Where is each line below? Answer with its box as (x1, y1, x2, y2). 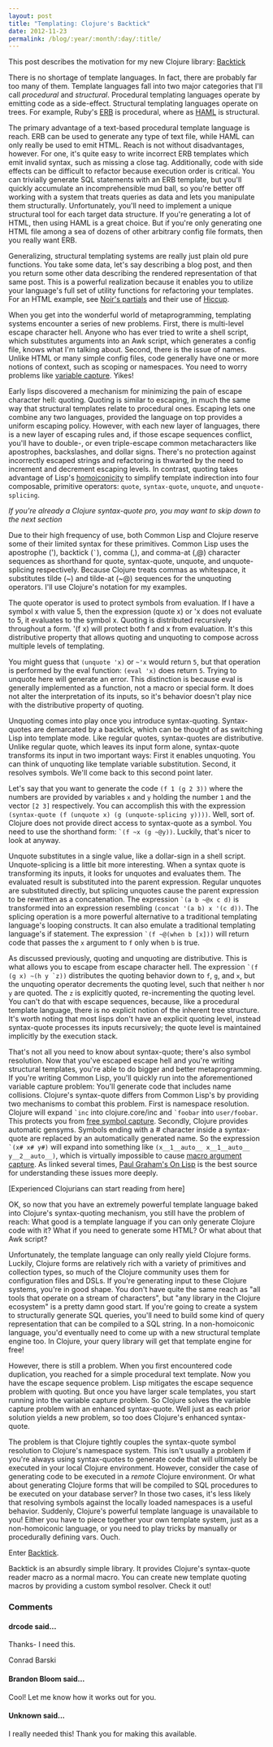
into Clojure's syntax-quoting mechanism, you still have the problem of (8, 1208, 245, 1218)
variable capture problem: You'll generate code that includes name (8, 1081, 232, 1091)
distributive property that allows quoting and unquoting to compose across (8, 632, 259, 643)
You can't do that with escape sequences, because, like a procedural (8, 997, 240, 1007)
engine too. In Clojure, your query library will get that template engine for (8, 1336, 252, 1347)
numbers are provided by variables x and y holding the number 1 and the (8, 793, 252, 802)
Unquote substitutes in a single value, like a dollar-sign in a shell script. (8, 851, 246, 861)
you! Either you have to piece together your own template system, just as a (8, 1515, 258, 1525)
